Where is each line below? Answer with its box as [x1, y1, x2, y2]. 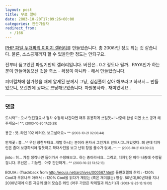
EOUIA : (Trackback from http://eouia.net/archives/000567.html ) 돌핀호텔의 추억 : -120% [5, 170, 155, 175]
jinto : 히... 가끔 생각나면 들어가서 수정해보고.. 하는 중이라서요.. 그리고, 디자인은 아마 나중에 [5, 155, 151, 160]
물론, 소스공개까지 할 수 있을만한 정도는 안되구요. [11, 51, 106, 57]
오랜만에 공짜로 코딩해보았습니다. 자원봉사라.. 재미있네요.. [19, 85, 131, 90]
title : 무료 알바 [5, 12, 37, 17]
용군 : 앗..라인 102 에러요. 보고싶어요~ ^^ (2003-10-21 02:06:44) [5, 131, 104, 136]
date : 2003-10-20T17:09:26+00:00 [5, 16, 75, 21]
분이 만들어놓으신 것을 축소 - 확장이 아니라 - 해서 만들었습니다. [5, 68, 126, 74]
